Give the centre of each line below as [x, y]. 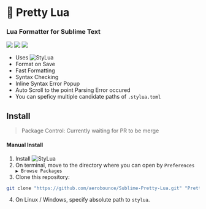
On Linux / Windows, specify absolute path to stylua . [82, 200]
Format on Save [35, 64]
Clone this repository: [42, 177]
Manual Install [25, 145]
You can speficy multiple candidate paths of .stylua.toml [88, 97]
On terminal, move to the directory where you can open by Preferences [105, 165]
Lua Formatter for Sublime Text [54, 32]
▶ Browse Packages [39, 171]
